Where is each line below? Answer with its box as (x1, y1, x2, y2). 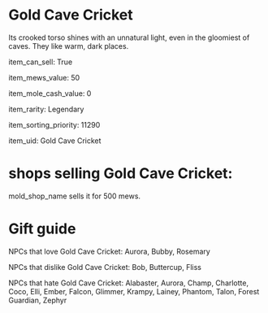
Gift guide (8, 220, 76, 238)
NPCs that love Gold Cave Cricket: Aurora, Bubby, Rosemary (8, 246, 211, 256)
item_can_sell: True (8, 57, 73, 67)
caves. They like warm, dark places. (8, 41, 129, 50)
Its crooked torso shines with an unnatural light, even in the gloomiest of (8, 33, 250, 42)
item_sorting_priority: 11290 (8, 120, 101, 129)
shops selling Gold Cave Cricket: (8, 164, 233, 183)
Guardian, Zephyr (8, 295, 67, 305)
